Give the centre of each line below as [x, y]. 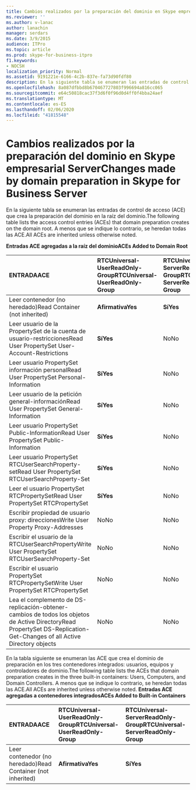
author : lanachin [27, 28]
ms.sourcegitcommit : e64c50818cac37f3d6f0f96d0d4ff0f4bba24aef [85, 93]
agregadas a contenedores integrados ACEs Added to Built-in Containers [96, 696]
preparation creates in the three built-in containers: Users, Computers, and [96, 677]
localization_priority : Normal [44, 71]
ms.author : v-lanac [30, 22]
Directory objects [33, 644]
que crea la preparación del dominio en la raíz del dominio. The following [93, 216]
